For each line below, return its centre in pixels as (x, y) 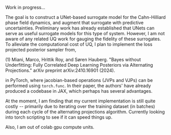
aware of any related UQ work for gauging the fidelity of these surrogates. (83, 39)
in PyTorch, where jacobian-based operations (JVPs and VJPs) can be (79, 80)
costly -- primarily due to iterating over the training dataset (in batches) (80, 106)
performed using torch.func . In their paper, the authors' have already (78, 86)
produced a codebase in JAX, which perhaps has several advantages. (79, 91)
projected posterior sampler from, (41, 50)
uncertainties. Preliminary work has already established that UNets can (80, 28)
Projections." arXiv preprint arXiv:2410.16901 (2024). (60, 70)
